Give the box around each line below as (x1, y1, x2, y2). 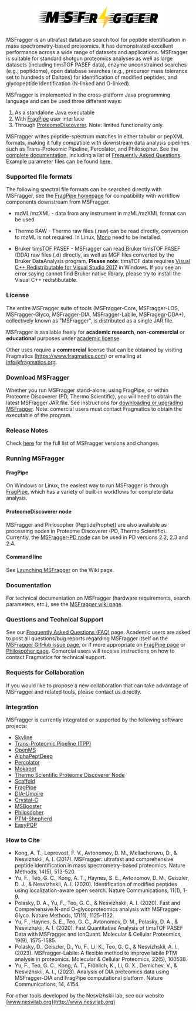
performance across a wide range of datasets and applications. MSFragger (6, 49, 188, 56)
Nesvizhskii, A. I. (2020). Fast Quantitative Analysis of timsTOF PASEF (14, 924, 184, 932)
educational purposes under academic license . (6, 334, 121, 342)
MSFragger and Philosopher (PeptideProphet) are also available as (6, 521, 167, 528)
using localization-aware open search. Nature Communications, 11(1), (14, 887, 182, 894)
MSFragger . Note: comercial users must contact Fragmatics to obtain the (6, 405, 182, 413)
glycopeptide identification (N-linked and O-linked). (6, 80, 131, 87)
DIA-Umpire (14, 790, 44, 797)
